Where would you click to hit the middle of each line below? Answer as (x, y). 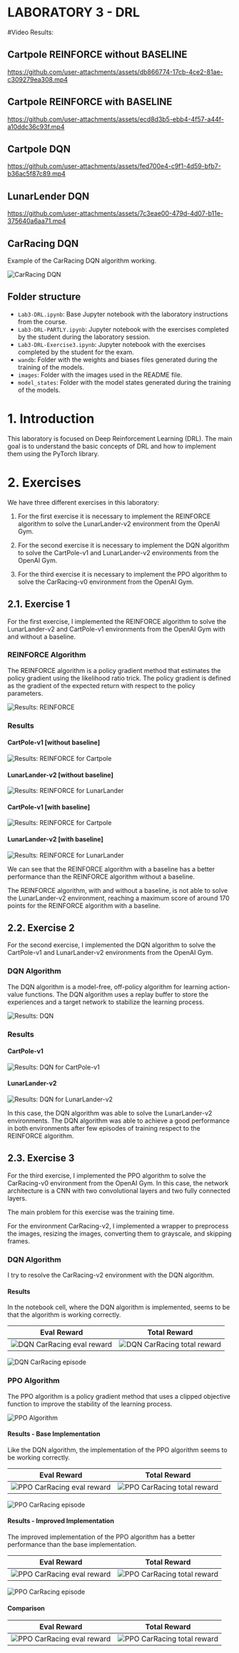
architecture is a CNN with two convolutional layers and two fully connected (119, 1191)
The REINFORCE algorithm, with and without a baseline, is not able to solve (118, 890)
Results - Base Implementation (54, 1434)
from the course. (42, 321)
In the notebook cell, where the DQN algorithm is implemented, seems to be (119, 1308)
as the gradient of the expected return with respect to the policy (101, 685)
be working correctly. (39, 1457)
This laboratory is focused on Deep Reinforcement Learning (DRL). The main (120, 438)
